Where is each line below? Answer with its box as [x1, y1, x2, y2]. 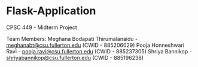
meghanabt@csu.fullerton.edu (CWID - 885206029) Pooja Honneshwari [6, 42, 184, 49]
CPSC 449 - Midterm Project [6, 24, 78, 31]
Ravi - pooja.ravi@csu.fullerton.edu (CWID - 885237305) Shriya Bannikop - [6, 47, 193, 55]
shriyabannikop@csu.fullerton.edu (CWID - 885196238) [6, 54, 144, 61]
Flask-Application [6, 4, 96, 18]
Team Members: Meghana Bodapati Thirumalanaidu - [6, 35, 138, 42]
